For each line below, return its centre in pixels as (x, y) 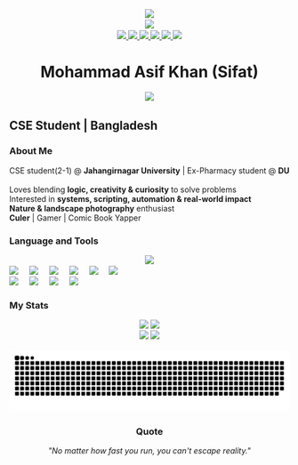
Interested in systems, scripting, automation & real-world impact (130, 198)
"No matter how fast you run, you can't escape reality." (149, 451)
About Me (31, 151)
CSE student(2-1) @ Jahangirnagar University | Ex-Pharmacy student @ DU (149, 170)
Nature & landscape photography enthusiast (92, 208)
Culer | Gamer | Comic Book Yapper (75, 218)
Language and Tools (54, 241)
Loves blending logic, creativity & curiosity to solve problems (123, 189)
